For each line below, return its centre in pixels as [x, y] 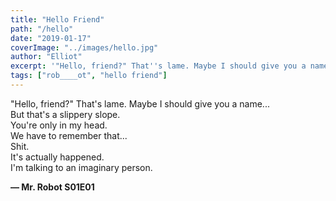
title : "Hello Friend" [57, 19]
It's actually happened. [57, 157]
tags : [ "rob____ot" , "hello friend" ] [89, 76]
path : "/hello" [42, 29]
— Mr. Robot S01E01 [52, 187]
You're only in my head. [59, 125]
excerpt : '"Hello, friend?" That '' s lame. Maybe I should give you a [158, 66]
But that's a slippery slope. [65, 114]
